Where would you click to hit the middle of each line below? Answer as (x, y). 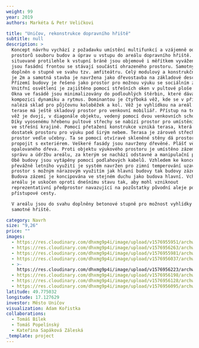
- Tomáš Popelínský (36, 325)
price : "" (18, 231)
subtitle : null (25, 39)
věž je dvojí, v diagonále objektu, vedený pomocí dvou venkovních (97, 116)
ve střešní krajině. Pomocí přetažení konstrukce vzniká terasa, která (102, 127)
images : (16, 237)
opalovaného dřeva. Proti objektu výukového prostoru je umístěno (95, 149)
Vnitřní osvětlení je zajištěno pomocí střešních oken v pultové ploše (102, 89)
